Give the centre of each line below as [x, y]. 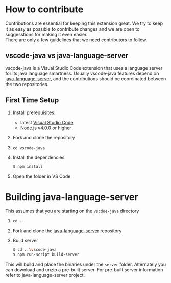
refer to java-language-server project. [45, 275]
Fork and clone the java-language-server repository [67, 231]
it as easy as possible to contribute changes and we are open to [72, 29]
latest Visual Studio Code [47, 122]
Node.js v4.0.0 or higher [46, 128]
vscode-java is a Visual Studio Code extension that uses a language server [84, 68]
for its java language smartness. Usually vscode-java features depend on [82, 73]
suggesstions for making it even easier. [46, 34]
